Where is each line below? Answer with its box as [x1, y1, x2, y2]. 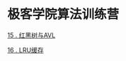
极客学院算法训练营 [7, 6, 120, 22]
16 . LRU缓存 [7, 46, 44, 54]
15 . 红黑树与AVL [7, 31, 56, 39]
